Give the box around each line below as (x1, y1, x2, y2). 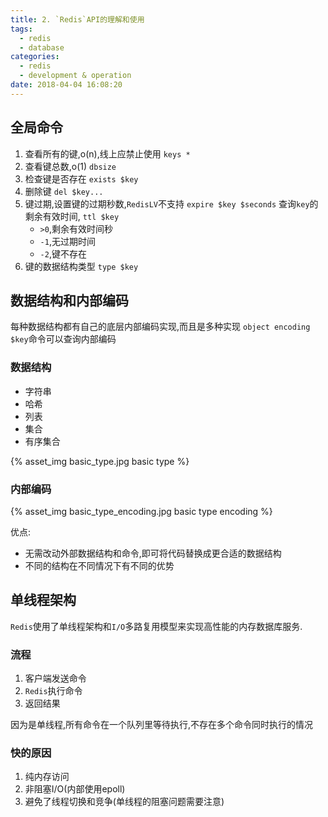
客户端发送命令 (24, 672, 87, 685)
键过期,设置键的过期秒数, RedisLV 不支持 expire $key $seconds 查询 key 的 (24, 197, 319, 210)
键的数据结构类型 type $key (24, 260, 139, 272)
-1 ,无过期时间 (39, 235, 96, 247)
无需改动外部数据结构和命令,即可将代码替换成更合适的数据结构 (24, 547, 282, 559)
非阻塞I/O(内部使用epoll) (24, 783, 126, 795)
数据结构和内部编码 (10, 292, 129, 309)
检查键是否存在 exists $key (24, 172, 139, 185)
